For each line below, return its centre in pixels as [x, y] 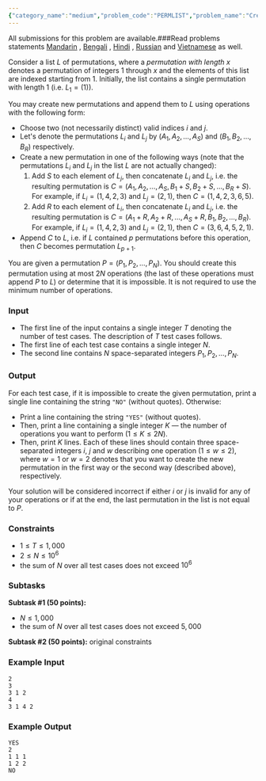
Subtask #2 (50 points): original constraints [80, 642]
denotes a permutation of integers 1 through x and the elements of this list [129, 70]
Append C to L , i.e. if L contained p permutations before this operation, [135, 238]
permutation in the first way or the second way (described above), [127, 467]
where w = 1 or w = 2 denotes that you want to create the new [122, 459]
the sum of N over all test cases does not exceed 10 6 [106, 565]
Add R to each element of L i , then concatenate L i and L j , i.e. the [135, 208]
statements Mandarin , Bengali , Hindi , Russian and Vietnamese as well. [125, 46]
